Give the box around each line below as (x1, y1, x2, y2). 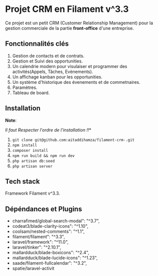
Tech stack (5, 177, 40, 186)
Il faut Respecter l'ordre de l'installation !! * (5, 127, 92, 133)
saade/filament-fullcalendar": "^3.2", (12, 260, 87, 266)
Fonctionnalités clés (5, 40, 69, 48)
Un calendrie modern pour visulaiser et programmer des (12, 63, 128, 69)
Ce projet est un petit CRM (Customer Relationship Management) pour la (5, 20, 154, 26)
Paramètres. (12, 84, 38, 90)
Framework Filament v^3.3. (5, 190, 60, 197)
